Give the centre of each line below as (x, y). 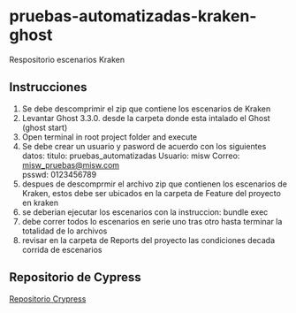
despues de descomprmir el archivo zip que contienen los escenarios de (154, 184)
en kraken (40, 202)
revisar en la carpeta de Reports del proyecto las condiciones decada (148, 240)
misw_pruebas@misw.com (71, 164)
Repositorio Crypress (48, 299)
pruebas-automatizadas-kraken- (133, 16)
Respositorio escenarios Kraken (67, 59)
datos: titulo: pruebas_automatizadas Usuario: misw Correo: (131, 156)
